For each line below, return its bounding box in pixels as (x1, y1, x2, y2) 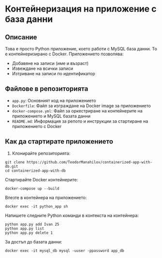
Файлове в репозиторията (5, 85, 88, 93)
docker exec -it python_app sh (5, 204, 68, 209)
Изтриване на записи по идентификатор (12, 71, 95, 76)
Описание (5, 33, 37, 41)
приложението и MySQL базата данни (12, 113, 91, 119)
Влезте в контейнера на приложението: (5, 194, 87, 200)
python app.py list (5, 226, 44, 231)
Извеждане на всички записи (12, 65, 74, 71)
